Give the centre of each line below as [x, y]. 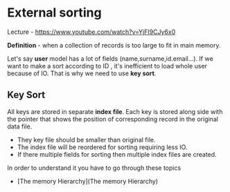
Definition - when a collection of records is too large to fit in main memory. [114, 45]
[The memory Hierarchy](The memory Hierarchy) [87, 181]
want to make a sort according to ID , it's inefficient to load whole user [107, 66]
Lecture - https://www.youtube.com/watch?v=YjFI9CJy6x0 [91, 32]
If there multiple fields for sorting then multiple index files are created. [117, 154]
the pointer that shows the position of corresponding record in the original [113, 119]
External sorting [54, 13]
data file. [20, 126]
